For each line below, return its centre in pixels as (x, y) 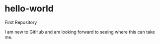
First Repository (21, 22)
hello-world (29, 9)
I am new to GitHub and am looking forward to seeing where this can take (80, 32)
